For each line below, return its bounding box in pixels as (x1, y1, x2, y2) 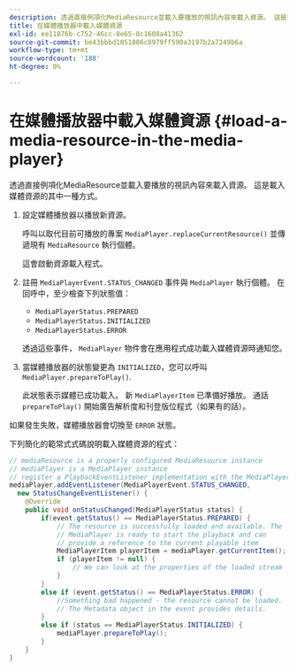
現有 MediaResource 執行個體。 (29, 239, 141, 250)
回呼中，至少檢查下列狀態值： (21, 288, 131, 298)
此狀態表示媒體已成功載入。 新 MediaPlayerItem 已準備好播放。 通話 (21, 389, 269, 400)
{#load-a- (213, 112, 288, 131)
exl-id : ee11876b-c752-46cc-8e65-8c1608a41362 (9, 29, 184, 38)
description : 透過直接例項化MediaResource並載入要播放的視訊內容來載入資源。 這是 (9, 12, 287, 22)
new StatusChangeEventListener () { (17, 489, 148, 498)
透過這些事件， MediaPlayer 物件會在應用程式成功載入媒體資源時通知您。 (21, 343, 287, 353)
